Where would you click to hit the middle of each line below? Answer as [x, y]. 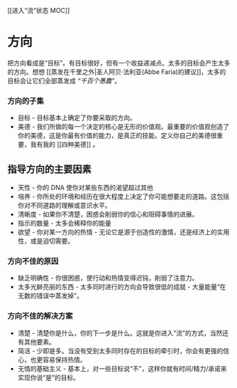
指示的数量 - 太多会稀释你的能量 [65, 224]
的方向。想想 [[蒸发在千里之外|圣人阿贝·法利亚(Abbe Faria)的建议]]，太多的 [117, 72]
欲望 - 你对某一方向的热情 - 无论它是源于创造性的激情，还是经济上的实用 [123, 232]
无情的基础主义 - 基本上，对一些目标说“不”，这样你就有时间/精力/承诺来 [122, 368]
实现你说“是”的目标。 [49, 377]
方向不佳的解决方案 [40, 316]
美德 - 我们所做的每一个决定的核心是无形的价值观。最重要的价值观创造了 [123, 127]
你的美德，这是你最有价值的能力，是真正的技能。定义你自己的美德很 [117, 136]
